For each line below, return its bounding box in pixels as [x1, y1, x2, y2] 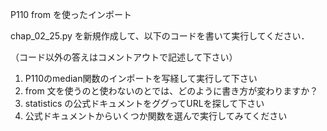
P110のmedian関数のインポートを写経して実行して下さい [24, 73, 258, 84]
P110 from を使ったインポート [10, 9, 132, 20]
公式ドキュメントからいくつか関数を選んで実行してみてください [24, 110, 288, 122]
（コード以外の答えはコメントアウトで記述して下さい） [10, 51, 238, 63]
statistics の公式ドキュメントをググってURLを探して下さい [24, 98, 265, 109]
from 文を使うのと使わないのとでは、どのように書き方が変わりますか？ [24, 85, 319, 97]
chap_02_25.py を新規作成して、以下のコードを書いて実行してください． [10, 30, 310, 42]
